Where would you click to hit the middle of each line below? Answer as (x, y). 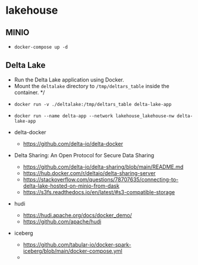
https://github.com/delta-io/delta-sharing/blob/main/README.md (103, 167)
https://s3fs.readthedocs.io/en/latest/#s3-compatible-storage (99, 192)
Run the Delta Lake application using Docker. (69, 79)
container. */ (29, 92)
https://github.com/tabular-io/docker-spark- (77, 244)
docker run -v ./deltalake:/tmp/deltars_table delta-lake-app (93, 104)
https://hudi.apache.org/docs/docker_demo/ (77, 215)
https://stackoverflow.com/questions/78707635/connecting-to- (101, 179)
